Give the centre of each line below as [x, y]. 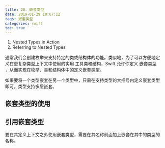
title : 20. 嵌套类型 [25, 10]
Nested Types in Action [36, 42]
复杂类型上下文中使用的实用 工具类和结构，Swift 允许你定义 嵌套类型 [87, 64]
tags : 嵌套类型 [19, 19]
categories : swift [24, 23]
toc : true [15, 28]
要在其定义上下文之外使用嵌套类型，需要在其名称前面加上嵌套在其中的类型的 [82, 135]
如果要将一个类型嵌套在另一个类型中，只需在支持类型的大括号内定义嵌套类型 [82, 80]
